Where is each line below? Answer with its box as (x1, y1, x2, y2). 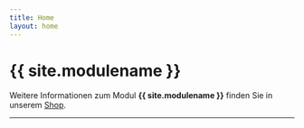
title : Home (9, 13, 54, 23)
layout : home (9, 22, 59, 31)
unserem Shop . (9, 100, 66, 111)
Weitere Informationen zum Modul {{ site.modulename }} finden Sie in (9, 90, 273, 101)
